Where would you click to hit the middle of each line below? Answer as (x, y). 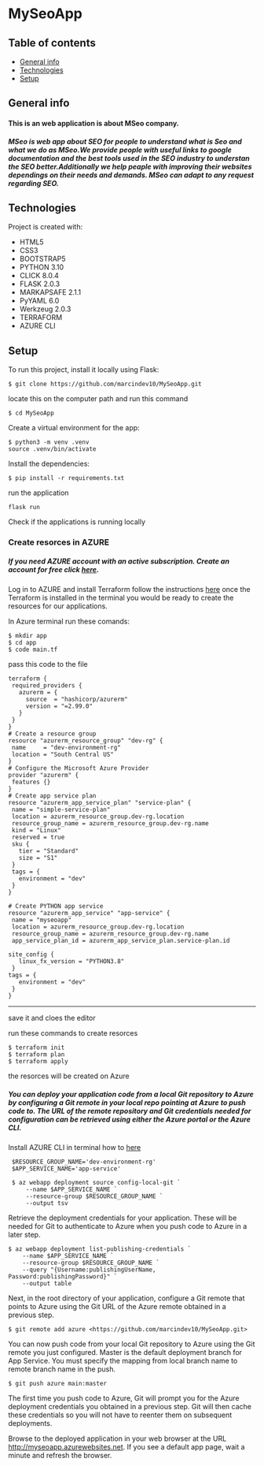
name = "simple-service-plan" (61, 810)
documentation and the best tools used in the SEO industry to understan (129, 158)
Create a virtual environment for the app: (74, 428)
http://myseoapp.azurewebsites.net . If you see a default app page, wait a (126, 1447)
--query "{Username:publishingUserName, (89, 1270)
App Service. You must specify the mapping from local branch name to (123, 1361)
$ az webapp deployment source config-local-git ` (96, 1183)
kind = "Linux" (36, 831)
